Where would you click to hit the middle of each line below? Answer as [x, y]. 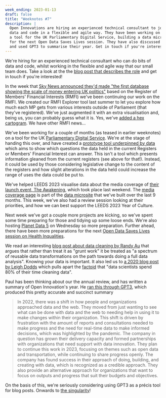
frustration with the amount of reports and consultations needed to [85, 323]
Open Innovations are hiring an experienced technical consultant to [83, 28]
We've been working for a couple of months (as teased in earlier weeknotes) [83, 132]
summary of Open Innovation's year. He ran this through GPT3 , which [76, 287]
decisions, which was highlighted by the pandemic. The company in [86, 333]
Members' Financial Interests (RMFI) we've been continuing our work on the [82, 97]
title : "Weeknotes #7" [28, 19]
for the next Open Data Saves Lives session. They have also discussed [85, 42]
